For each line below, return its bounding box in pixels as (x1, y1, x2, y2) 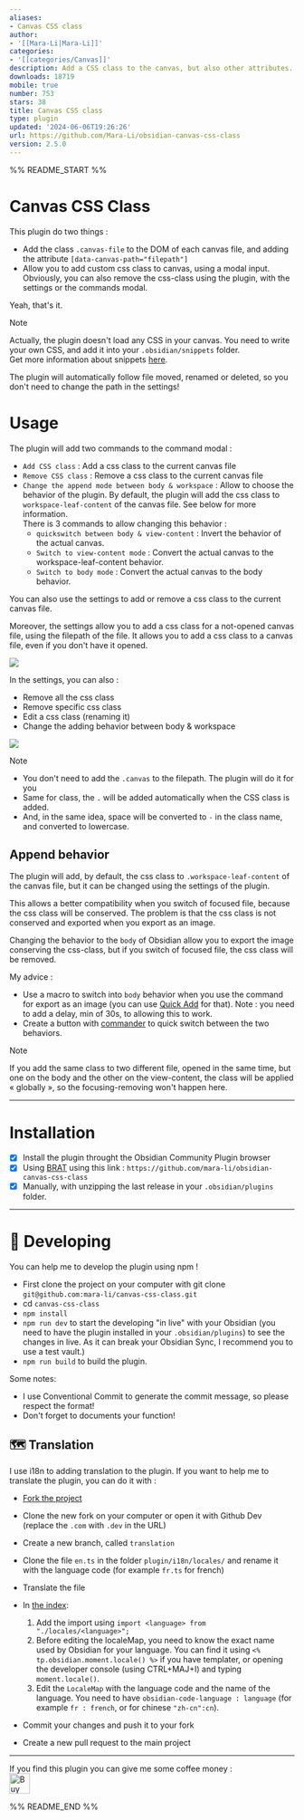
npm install (22, 1309, 68, 1318)
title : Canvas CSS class (9, 106, 103, 115)
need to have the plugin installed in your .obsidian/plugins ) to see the (22, 1327, 285, 1337)
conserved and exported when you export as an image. (9, 917, 216, 928)
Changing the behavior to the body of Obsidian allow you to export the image (9, 934, 294, 946)
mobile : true (9, 81, 59, 90)
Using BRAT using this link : (22, 1163, 125, 1173)
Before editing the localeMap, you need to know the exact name (35, 1635, 275, 1646)
